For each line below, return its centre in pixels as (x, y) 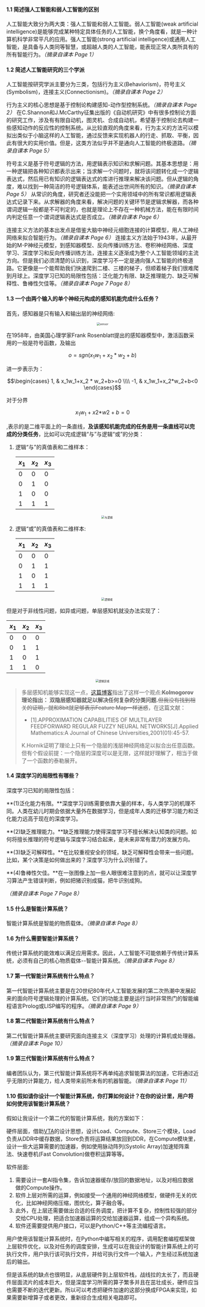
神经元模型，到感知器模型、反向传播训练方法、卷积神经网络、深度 (111, 245)
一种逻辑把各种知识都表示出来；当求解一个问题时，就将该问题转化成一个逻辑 (103, 172)
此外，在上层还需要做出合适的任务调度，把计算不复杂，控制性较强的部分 (106, 1211)
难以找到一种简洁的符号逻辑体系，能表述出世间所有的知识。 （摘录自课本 (106, 187)
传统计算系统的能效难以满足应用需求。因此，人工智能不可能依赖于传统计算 (100, 953)
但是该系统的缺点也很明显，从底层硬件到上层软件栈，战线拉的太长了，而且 (100, 1275)
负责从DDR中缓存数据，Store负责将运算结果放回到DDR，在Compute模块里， (103, 1139)
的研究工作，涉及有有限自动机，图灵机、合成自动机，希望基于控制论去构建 (100, 120)
